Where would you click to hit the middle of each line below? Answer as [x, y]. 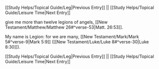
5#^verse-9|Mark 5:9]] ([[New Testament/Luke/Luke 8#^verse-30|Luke [77, 42]
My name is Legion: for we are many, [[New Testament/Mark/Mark [72, 37]
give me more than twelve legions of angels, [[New [56, 22]
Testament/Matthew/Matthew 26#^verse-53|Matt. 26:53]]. [64, 27]
